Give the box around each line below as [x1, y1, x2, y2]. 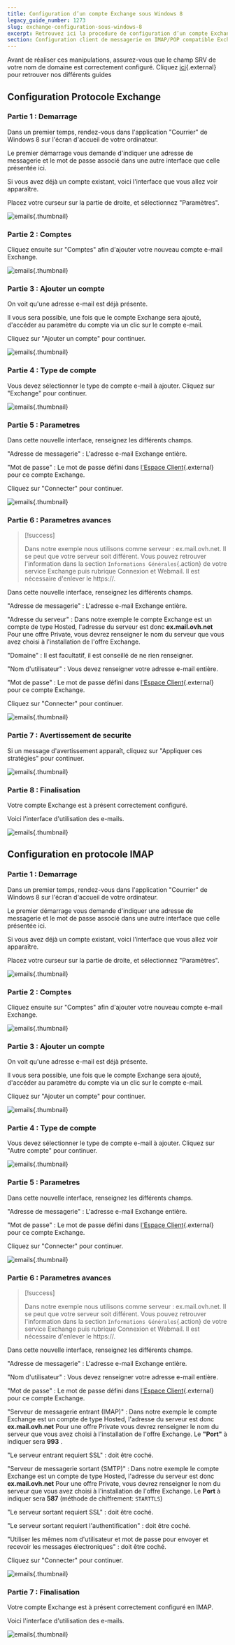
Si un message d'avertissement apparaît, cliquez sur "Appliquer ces [7, 746, 203, 754]
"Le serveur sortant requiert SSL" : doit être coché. [7, 1508, 154, 1517]
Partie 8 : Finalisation [7, 785, 80, 794]
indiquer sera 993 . [7, 1437, 63, 1446]
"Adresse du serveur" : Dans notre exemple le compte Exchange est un [7, 615, 212, 624]
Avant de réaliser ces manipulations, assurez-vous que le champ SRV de [7, 55, 217, 64]
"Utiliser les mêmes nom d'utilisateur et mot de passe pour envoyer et [7, 1535, 208, 1543]
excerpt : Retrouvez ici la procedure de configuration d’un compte [7, 29, 208, 37]
